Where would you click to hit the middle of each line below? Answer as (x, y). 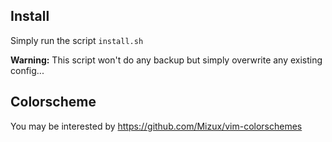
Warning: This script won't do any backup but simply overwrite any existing (166, 60)
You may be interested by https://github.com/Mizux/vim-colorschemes (156, 126)
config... (27, 70)
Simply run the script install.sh (77, 40)
